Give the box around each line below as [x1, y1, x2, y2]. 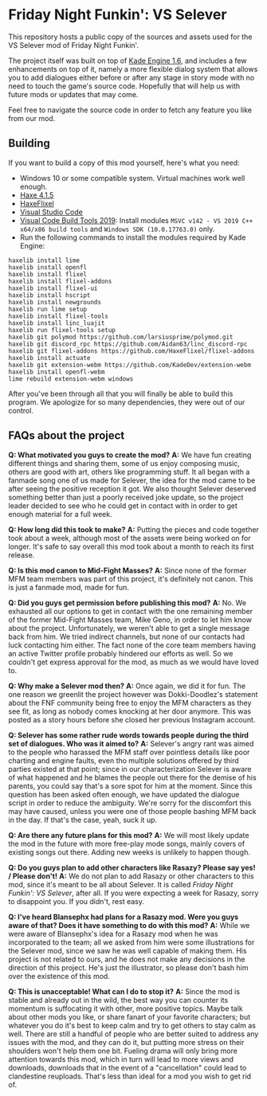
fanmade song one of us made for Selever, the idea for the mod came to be [8, 476, 256, 485]
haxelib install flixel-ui [8, 284, 98, 292]
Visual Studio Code [19, 207, 84, 217]
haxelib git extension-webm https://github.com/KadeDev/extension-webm [8, 361, 251, 369]
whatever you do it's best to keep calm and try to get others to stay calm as [8, 1020, 257, 1030]
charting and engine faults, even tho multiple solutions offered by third [8, 755, 239, 765]
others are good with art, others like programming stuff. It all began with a [8, 467, 250, 476]
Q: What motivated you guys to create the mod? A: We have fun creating [8, 450, 252, 460]
